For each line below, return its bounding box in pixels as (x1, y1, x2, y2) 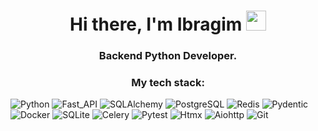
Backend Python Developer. (98, 49, 238, 63)
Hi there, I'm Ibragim (69, 13, 243, 36)
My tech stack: (131, 76, 205, 90)
